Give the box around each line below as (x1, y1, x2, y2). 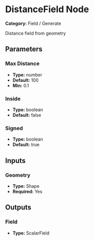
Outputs (5, 203, 32, 212)
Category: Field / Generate (5, 20, 61, 26)
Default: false (12, 112, 41, 118)
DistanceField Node (5, 4, 89, 15)
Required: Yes (12, 188, 43, 194)
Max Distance (5, 60, 40, 67)
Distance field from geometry (5, 30, 66, 36)
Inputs (5, 156, 26, 165)
